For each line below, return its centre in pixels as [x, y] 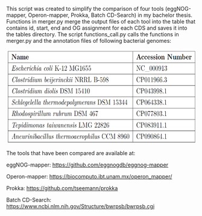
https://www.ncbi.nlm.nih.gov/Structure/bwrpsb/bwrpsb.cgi [80, 206]
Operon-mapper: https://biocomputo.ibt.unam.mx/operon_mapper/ [89, 176]
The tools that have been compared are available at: [71, 153]
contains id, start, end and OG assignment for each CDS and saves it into [97, 28]
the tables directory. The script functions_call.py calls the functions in [93, 34]
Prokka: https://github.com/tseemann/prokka [62, 188]
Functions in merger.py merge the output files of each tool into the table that [101, 21]
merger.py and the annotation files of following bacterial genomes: [89, 41]
